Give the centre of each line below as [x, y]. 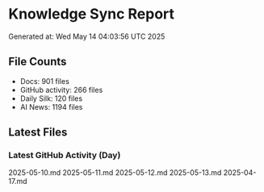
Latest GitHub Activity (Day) [65, 156]
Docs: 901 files [45, 81]
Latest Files [38, 133]
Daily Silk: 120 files [51, 98]
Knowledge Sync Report [92, 14]
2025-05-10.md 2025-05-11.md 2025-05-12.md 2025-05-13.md [115, 173]
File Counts [38, 62]
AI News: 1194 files [51, 106]
